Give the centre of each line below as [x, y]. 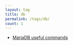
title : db [15, 14]
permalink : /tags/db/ [28, 19]
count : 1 [14, 23]
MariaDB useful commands [40, 38]
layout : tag [17, 10]
